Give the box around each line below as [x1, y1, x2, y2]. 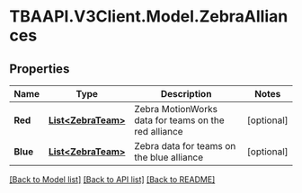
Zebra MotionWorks [134, 103, 218, 115]
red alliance [134, 126, 183, 137]
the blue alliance [134, 151, 204, 163]
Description [160, 88, 212, 100]
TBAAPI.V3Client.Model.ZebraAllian [9, 6, 289, 27]
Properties [9, 61, 70, 76]
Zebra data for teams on [134, 140, 236, 152]
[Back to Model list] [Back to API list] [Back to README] [9, 174, 216, 185]
